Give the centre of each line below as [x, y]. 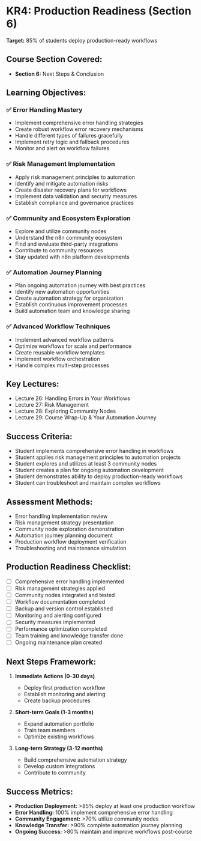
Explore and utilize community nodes [61, 231]
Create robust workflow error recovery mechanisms [79, 129]
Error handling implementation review [61, 516]
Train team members [49, 730]
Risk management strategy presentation [64, 523]
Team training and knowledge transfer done [69, 636]
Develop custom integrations [59, 767]
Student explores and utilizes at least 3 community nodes [86, 464]
